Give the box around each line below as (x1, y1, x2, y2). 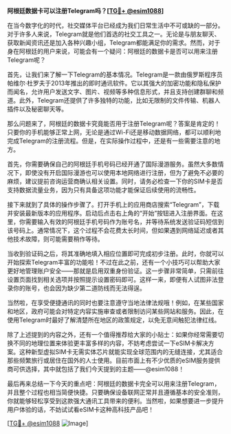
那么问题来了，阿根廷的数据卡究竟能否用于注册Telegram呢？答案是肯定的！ (7, 120, 221, 127)
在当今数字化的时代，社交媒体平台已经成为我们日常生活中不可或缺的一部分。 (7, 21, 224, 30)
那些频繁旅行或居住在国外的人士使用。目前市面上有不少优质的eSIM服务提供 (7, 356, 221, 364)
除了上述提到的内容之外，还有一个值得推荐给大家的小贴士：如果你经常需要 (7, 331, 218, 338)
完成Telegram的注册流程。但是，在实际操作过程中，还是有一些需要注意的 (7, 137, 214, 145)
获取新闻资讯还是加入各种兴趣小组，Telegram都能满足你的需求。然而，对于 (7, 39, 221, 47)
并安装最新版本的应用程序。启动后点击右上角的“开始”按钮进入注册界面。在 (7, 209, 218, 217)
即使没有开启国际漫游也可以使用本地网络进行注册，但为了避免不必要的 (25, 169, 224, 176)
